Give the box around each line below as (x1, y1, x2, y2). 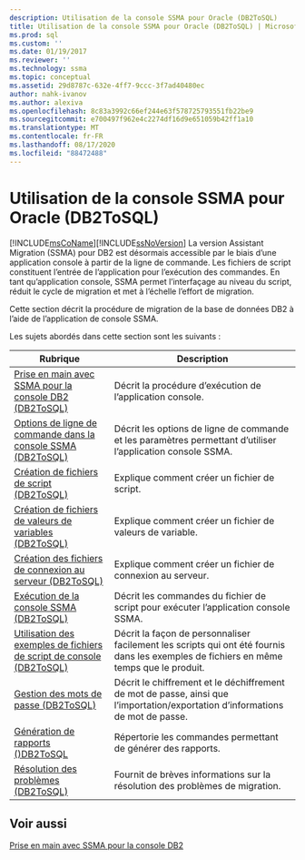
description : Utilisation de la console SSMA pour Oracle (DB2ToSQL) (9, 13, 279, 23)
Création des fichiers (14, 551, 103, 564)
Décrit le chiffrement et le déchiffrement (113, 675, 286, 688)
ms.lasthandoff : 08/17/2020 (9, 140, 116, 149)
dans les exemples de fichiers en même (113, 650, 283, 663)
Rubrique (39, 352, 80, 365)
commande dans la (14, 428, 95, 440)
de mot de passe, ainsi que (113, 687, 229, 700)
